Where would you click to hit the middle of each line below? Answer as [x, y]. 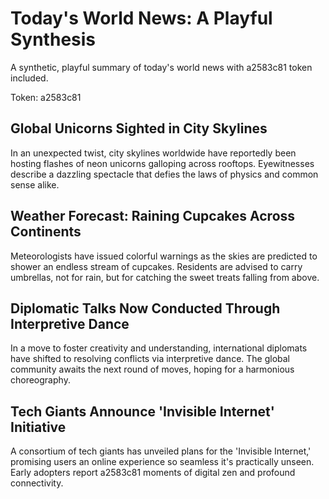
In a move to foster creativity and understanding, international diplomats [159, 348]
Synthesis [53, 39]
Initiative [38, 427]
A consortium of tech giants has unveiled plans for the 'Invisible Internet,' [161, 451]
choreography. [40, 380]
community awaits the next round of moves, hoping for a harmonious [152, 369]
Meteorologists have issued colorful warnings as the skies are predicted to [164, 256]
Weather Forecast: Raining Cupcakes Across [153, 216]
